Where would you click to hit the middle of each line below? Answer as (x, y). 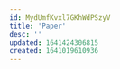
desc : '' (26, 34)
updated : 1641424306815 (54, 43)
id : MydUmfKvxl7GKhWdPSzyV (60, 17)
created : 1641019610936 (54, 51)
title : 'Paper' (38, 26)
